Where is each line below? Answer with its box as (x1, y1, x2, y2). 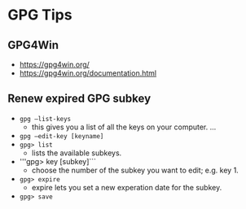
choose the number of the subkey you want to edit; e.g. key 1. (31, 165, 239, 175)
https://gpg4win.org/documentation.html (19, 68, 156, 78)
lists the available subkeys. (31, 148, 122, 158)
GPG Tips (7, 6, 72, 24)
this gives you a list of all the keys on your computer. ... (31, 122, 217, 132)
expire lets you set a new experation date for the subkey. (31, 182, 222, 192)
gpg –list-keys (19, 115, 72, 123)
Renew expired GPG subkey (7, 92, 152, 106)
